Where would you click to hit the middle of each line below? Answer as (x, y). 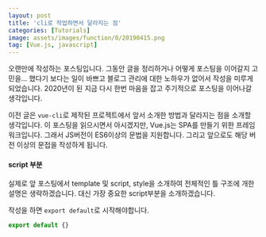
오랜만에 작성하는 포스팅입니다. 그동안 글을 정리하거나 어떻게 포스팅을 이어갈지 (129, 69)
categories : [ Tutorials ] (49, 30)
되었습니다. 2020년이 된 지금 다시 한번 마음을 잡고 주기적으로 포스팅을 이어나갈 (130, 89)
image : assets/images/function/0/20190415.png (87, 38)
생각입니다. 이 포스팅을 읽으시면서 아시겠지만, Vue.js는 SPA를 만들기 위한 (121, 125)
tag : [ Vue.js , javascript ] (53, 45)
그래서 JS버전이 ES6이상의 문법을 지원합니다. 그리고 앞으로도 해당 (146, 135)
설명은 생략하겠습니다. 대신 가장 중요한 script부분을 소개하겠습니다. (112, 193)
